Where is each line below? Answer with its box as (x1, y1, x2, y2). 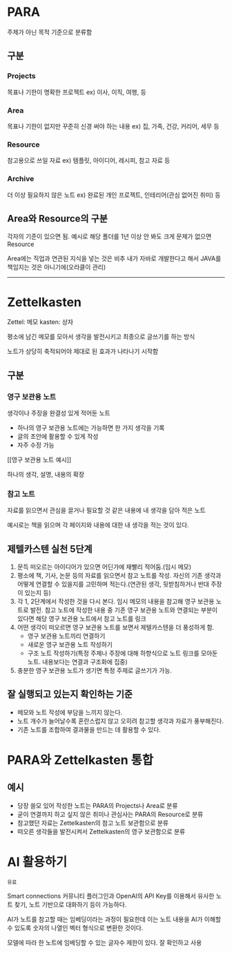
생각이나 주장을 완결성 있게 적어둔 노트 (7, 408, 110, 417)
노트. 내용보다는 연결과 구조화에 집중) (27, 658, 128, 666)
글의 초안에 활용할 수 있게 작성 (17, 432, 99, 440)
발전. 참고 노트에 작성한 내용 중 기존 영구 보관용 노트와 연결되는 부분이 (30, 606, 218, 614)
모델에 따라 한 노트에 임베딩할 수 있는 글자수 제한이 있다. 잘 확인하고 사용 (7, 938, 202, 947)
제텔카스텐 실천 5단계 (7, 543, 93, 555)
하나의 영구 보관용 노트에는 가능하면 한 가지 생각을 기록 (17, 423, 165, 432)
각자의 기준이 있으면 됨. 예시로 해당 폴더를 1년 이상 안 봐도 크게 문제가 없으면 (7, 232, 212, 240)
